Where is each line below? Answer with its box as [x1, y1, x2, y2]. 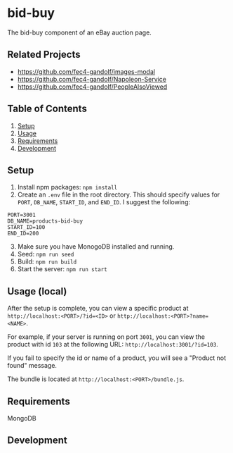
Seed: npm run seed [17, 250, 74, 259]
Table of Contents [7, 103, 88, 115]
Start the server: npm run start [17, 265, 107, 273]
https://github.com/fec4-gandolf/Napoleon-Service [17, 75, 167, 83]
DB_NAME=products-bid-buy [7, 218, 83, 225]
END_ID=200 [7, 230, 39, 237]
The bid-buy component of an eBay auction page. [7, 28, 152, 37]
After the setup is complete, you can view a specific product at [7, 304, 189, 313]
